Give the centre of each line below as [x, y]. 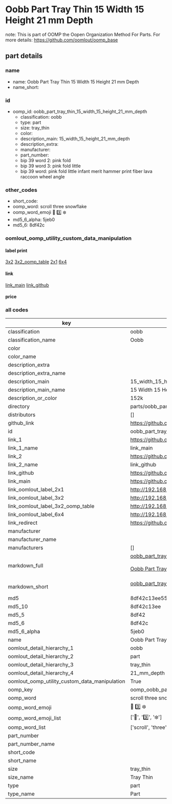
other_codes [21, 190]
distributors [22, 415]
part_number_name [31, 744]
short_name [22, 761]
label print [16, 250]
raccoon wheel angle [42, 176]
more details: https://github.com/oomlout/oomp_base [62, 40]
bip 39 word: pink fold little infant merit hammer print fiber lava [86, 171]
